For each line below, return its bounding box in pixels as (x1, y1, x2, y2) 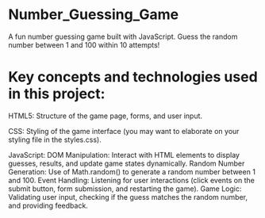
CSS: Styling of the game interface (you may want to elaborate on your (8, 126, 240, 136)
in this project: (8, 85, 106, 103)
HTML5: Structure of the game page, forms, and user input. (8, 111, 203, 120)
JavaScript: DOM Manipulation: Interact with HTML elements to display (8, 150, 240, 159)
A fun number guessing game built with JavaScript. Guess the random (8, 32, 238, 41)
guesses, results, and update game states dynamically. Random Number (8, 159, 245, 168)
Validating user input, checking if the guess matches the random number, (8, 192, 248, 201)
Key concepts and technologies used (8, 68, 258, 86)
